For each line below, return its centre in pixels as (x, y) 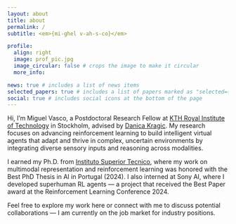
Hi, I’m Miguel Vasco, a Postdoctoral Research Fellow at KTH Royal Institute (116, 118)
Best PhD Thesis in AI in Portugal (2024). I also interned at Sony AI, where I (116, 177)
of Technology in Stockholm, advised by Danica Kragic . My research (106, 126)
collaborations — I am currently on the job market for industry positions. (111, 213)
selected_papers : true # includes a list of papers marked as (100, 92)
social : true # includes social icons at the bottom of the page (105, 98)
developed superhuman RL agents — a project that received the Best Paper (117, 185)
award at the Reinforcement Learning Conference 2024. (88, 192)
